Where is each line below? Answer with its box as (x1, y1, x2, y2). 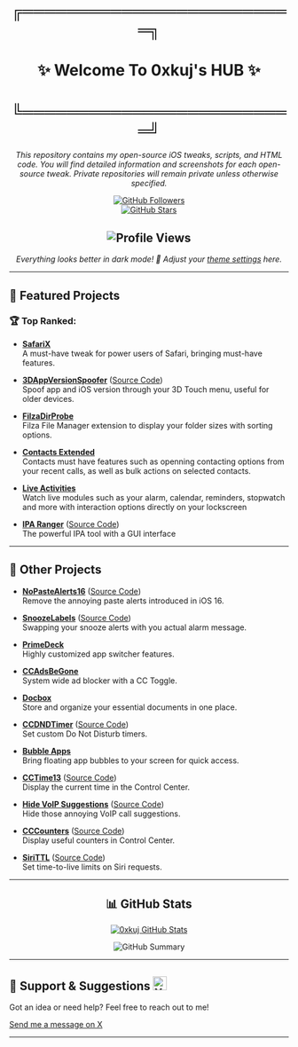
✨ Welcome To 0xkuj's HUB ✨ (36, 60, 262, 81)
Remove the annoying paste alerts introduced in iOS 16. (21, 595, 224, 606)
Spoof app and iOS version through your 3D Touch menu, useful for (21, 383, 270, 395)
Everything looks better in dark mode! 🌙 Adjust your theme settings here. (16, 254, 282, 264)
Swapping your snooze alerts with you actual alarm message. (21, 622, 247, 633)
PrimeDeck (21, 639, 65, 649)
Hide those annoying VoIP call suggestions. (21, 808, 181, 819)
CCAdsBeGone (21, 665, 79, 676)
